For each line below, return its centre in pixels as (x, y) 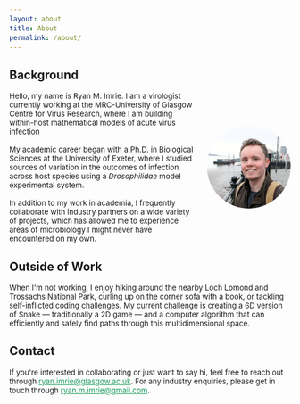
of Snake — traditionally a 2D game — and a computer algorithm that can (137, 314)
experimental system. (47, 186)
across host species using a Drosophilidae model (95, 177)
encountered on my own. (53, 239)
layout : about (36, 19)
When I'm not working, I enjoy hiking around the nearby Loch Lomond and (139, 288)
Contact (32, 351)
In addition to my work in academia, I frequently (92, 203)
